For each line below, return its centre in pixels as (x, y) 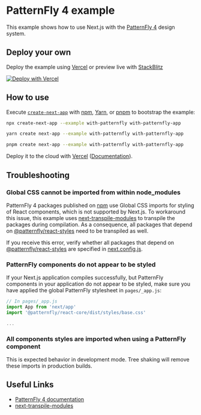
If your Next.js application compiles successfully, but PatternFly (85, 278)
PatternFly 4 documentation (49, 399)
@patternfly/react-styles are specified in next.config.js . (74, 249)
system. (16, 33)
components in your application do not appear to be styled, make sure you (98, 284)
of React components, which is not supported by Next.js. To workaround (96, 212)
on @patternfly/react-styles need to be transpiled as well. (77, 231)
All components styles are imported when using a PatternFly (96, 339)
